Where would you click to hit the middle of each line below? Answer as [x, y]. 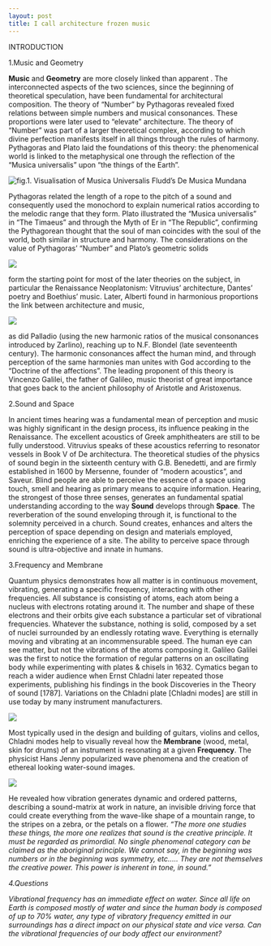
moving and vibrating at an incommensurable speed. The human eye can [131, 641]
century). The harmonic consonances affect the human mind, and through [132, 353]
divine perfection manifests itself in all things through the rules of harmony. [134, 138]
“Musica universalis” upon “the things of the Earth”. [94, 164]
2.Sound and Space [41, 403]
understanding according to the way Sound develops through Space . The [132, 506]
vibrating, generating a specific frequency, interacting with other [116, 589]
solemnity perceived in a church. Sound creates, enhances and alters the [131, 523]
